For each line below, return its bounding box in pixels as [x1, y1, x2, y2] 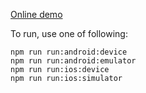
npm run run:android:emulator [10, 56, 137, 66]
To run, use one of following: [10, 28, 128, 39]
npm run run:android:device [10, 47, 128, 57]
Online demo [10, 9, 63, 20]
